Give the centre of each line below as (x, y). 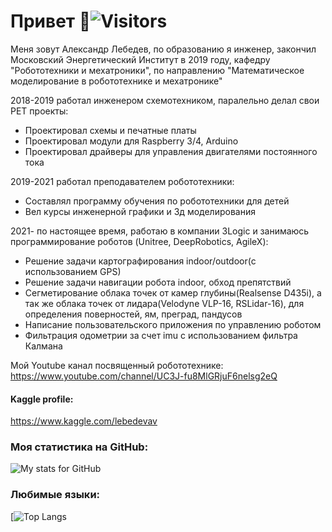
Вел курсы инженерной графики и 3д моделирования (140, 211)
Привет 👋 (51, 21)
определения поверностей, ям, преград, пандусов (133, 314)
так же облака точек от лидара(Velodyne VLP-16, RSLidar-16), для (164, 303)
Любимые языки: (55, 495)
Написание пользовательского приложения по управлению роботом (173, 324)
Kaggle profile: (42, 399)
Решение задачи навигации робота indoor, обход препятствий (158, 282)
